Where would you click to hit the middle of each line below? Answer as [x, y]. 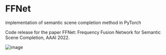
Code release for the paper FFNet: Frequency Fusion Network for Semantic [83, 32]
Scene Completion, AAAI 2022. [37, 37]
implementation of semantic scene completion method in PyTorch [73, 22]
